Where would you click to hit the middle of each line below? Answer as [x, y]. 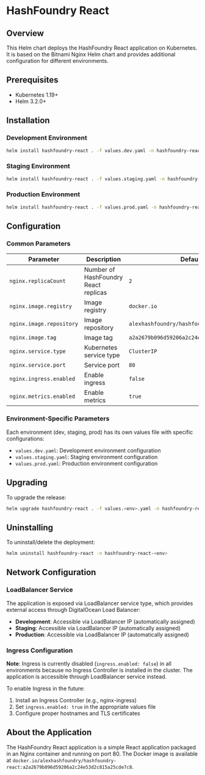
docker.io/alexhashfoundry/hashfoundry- [65, 761]
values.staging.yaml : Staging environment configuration [86, 457]
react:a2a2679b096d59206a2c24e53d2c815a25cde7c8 [69, 767]
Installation [28, 121]
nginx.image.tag [33, 338]
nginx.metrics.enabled [42, 397]
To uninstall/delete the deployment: [51, 542]
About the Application [49, 733]
